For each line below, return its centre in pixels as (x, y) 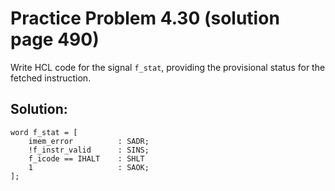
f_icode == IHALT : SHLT (86, 158)
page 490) (55, 39)
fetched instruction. (51, 78)
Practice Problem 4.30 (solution (145, 18)
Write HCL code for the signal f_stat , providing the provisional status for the (168, 67)
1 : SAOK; (89, 167)
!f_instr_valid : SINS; (89, 150)
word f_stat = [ (44, 132)
